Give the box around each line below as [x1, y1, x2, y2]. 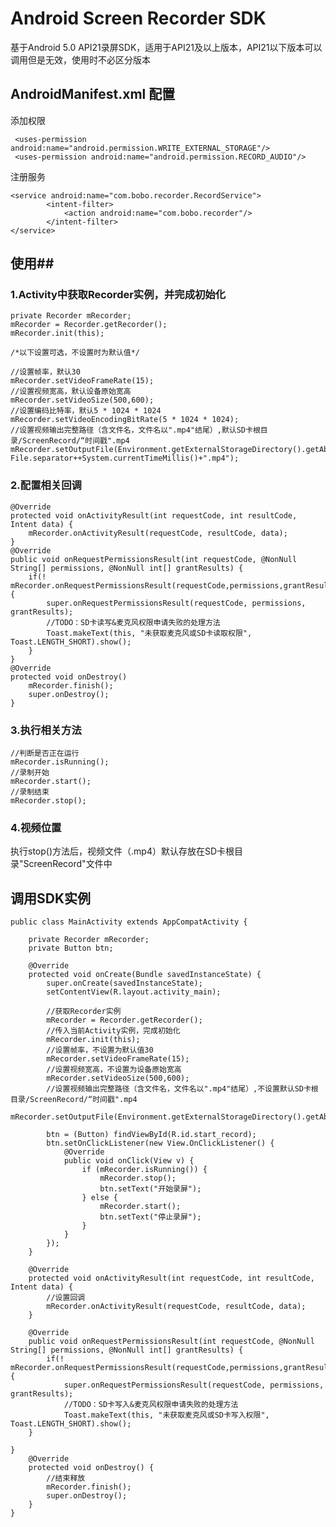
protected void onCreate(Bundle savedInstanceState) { [28, 970, 262, 980]
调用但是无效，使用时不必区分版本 [10, 53, 151, 66]
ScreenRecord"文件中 [23, 858, 113, 870]
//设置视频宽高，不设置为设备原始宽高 [46, 1065, 182, 1075]
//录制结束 [10, 787, 50, 797]
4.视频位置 [10, 820, 62, 834]
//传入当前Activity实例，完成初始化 [46, 1026, 181, 1036]
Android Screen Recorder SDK [10, 7, 267, 30]
